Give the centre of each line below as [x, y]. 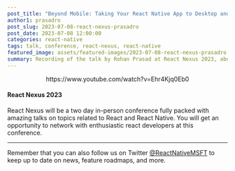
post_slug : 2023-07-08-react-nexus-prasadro [73, 27]
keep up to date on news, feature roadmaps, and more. [86, 160]
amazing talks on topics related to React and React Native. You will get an [113, 118]
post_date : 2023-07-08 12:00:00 [54, 33]
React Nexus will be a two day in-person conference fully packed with [108, 110]
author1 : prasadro [34, 20]
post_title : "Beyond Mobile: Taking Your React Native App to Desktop [112, 14]
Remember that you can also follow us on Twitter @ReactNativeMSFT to [111, 153]
